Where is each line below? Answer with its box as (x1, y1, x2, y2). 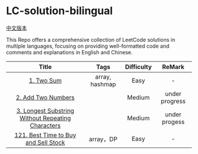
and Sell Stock (25, 138, 65, 146)
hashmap (90, 80, 117, 88)
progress (161, 97, 186, 105)
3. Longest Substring (16, 106, 75, 114)
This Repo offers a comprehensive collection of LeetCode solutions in (6, 36, 176, 43)
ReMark (161, 63, 184, 71)
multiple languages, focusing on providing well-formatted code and (6, 42, 170, 50)
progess (161, 117, 185, 126)
